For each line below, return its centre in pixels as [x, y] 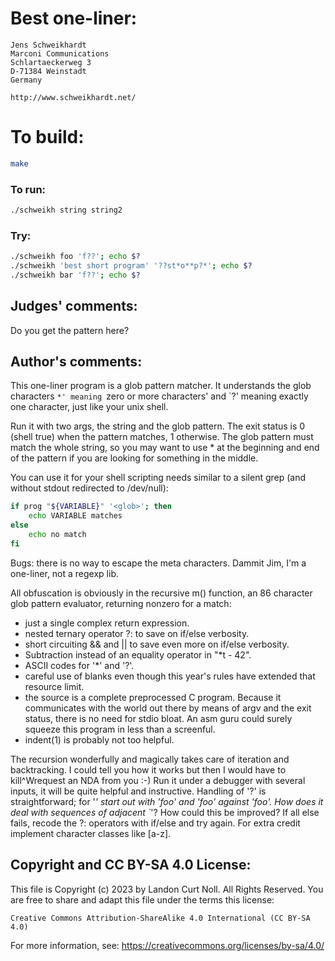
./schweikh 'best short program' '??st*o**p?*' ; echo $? [131, 266]
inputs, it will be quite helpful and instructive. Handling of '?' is [138, 791]
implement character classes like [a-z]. [91, 833]
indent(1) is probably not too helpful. [99, 739]
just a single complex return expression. [107, 623]
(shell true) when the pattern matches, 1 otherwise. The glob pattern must [162, 437]
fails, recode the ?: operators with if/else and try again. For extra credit [155, 823]
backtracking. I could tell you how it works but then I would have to [148, 769]
